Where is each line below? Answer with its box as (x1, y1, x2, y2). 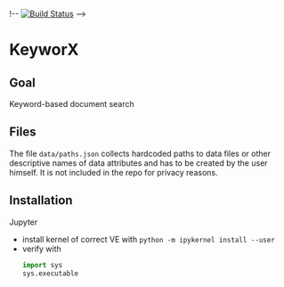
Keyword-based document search (9, 99, 135, 109)
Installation (9, 193, 73, 209)
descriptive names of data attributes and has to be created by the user (9, 157, 269, 168)
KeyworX (9, 40, 79, 60)
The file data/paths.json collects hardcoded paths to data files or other (9, 148, 272, 159)
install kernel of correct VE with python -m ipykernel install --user (21, 234, 276, 244)
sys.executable (21, 268, 79, 278)
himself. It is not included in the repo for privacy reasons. (9, 167, 218, 177)
